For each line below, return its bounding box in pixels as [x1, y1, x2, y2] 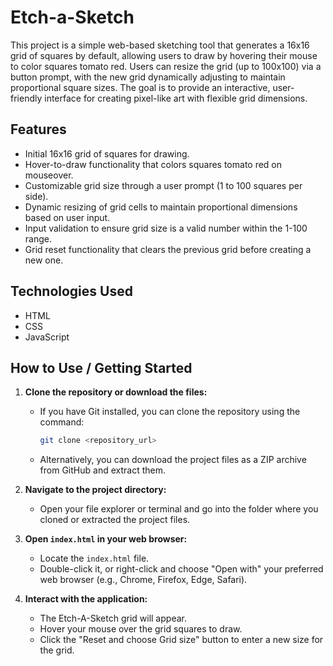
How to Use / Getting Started [10, 359, 193, 376]
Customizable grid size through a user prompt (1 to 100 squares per [24, 179, 303, 191]
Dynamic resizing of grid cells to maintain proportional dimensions [24, 201, 298, 213]
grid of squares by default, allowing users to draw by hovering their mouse [10, 49, 318, 61]
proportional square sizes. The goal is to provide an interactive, [10, 81, 271, 93]
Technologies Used [10, 283, 133, 300]
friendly [10, 92, 43, 104]
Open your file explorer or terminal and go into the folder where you [39, 503, 319, 515]
